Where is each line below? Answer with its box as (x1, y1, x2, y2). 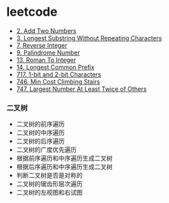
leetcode (6, 4, 57, 20)
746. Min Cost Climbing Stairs (16, 77, 101, 85)
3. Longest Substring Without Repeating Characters (16, 33, 162, 42)
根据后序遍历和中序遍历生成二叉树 (16, 163, 113, 171)
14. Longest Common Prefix (16, 63, 95, 71)
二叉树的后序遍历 (16, 137, 65, 146)
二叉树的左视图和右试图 (16, 189, 83, 197)
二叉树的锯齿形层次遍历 (16, 180, 83, 188)
